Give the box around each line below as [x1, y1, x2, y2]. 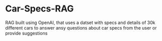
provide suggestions [5, 30, 48, 36]
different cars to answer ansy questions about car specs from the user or [5, 24, 157, 30]
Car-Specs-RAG [5, 3, 74, 14]
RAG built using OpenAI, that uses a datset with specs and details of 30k [5, 19, 155, 25]
